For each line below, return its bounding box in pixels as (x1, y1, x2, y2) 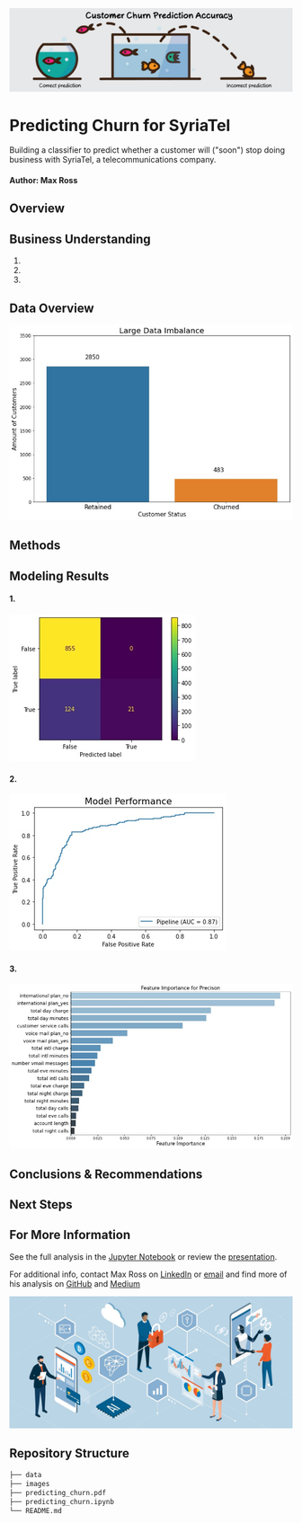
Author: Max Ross (9, 174, 78, 185)
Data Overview (9, 300, 94, 315)
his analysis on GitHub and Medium (9, 1278, 141, 1288)
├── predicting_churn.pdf (9, 1489, 106, 1498)
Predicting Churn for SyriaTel (9, 115, 231, 136)
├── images (9, 1480, 50, 1489)
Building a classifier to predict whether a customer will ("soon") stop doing (9, 145, 286, 155)
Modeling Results (9, 568, 110, 583)
